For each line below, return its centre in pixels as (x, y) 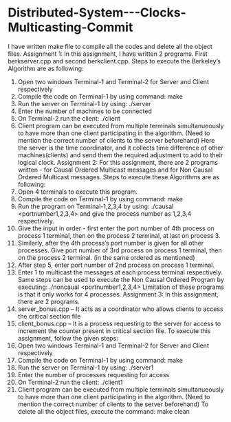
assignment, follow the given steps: (68, 338)
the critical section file (49, 316)
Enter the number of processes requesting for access (93, 374)
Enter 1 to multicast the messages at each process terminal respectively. (120, 272)
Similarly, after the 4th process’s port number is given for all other (111, 243)
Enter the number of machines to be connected (85, 111)
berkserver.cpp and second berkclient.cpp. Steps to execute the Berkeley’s (114, 61)
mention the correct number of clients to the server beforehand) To (113, 404)
